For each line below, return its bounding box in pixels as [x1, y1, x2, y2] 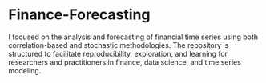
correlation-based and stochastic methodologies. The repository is [8, 40, 229, 49]
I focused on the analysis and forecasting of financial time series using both [8, 32, 259, 41]
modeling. [8, 65, 42, 75]
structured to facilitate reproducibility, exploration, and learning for [8, 49, 228, 58]
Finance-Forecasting [8, 6, 151, 24]
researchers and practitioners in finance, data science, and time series [8, 57, 242, 67]
